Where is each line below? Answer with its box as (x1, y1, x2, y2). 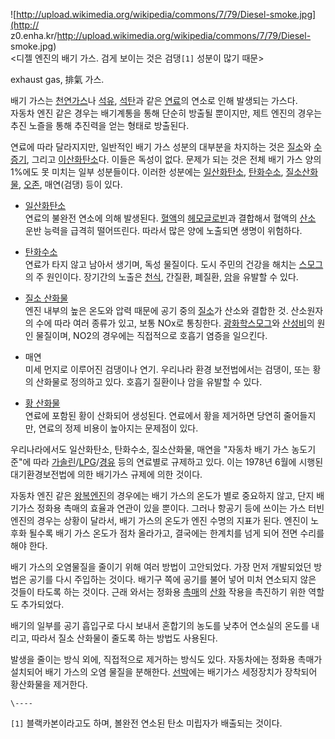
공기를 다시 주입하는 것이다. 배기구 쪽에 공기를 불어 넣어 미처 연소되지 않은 (28, 574, 317, 585)
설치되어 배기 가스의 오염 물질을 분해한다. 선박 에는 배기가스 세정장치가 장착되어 (10, 666, 318, 678)
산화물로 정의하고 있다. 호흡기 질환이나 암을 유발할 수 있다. (35, 376, 263, 388)
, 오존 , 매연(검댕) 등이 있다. (18, 179, 123, 190)
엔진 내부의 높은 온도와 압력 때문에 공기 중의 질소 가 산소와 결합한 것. (24, 305, 289, 316)
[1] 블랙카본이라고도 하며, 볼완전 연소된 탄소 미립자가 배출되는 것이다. (10, 717, 283, 729)
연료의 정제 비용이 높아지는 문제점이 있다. (38, 422, 199, 434)
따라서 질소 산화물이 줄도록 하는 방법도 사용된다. (31, 632, 218, 644)
